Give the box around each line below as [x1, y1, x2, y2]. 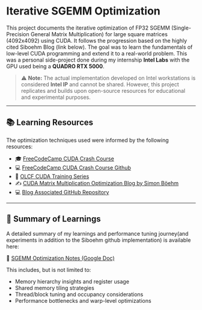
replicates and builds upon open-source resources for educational [20, 87, 186, 94]
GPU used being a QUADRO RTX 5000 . [6, 62, 105, 70]
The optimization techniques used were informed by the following [6, 136, 170, 144]
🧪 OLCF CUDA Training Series [14, 172, 90, 180]
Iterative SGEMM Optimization [6, 4, 161, 18]
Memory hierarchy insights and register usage [14, 277, 129, 285]
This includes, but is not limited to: [6, 266, 91, 273]
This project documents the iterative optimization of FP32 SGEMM [6, 24, 170, 31]
